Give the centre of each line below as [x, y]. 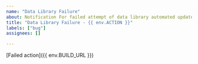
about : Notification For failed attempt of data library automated [91, 17]
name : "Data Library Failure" [43, 11]
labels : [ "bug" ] [26, 28]
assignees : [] [24, 33]
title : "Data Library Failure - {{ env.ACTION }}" [70, 22]
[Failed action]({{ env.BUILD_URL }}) [50, 55]
